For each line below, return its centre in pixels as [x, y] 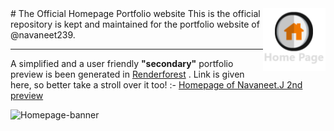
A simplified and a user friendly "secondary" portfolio [122, 63]
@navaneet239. [43, 35]
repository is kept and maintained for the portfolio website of [135, 24]
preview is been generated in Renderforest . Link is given [127, 74]
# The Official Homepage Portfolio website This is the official [135, 13]
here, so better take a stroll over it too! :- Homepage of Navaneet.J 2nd [156, 85]
